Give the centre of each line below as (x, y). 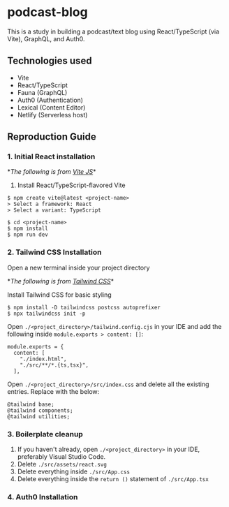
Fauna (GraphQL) (42, 92)
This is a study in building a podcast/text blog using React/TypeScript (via (113, 31)
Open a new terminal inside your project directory (79, 267)
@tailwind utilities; (39, 416)
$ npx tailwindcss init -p (46, 314)
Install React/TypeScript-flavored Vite (71, 185)
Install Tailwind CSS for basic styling (59, 295)
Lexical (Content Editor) (51, 107)
